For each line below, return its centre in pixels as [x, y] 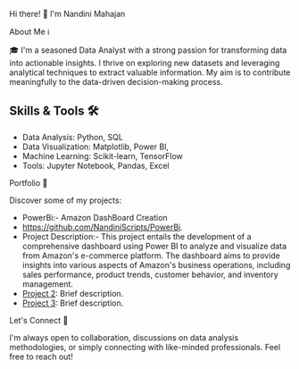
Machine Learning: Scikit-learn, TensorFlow [102, 155]
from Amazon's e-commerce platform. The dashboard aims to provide [151, 256]
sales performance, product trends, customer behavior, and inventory [150, 274]
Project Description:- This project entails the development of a [137, 236]
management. [48, 284]
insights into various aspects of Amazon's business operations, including [156, 264]
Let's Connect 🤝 [39, 320]
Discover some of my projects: [66, 200]
